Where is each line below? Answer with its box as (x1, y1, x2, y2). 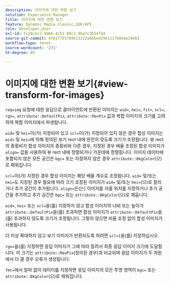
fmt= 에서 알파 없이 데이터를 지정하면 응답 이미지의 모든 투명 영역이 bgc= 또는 (5, 267, 156, 273)
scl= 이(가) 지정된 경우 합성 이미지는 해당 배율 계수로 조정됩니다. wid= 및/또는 (5, 173, 157, 179)
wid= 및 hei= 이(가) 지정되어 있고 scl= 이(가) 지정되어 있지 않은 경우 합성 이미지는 (5, 130, 163, 136)
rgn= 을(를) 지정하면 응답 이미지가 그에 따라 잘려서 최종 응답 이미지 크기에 (5, 243, 149, 249)
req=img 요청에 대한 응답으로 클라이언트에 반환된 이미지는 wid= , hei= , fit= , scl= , (5, 106, 165, 112)
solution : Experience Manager (5, 12, 70, 17)
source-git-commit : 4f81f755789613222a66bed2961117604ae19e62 (5, 36, 140, 41)
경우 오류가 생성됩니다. (25, 256, 71, 262)
